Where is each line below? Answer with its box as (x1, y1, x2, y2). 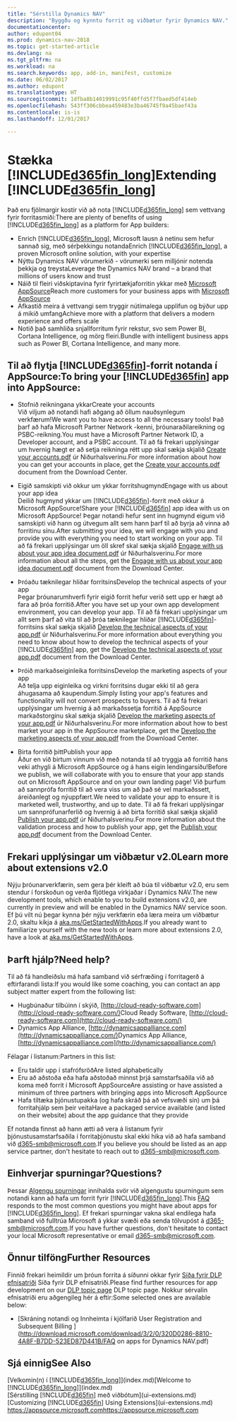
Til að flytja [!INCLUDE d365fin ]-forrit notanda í (7, 359, 217, 371)
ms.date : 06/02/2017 (7, 76, 68, 83)
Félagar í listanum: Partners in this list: (7, 1052, 116, 1060)
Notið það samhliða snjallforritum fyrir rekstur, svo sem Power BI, (17, 324, 207, 333)
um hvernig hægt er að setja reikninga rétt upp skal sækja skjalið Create (17, 446, 226, 454)
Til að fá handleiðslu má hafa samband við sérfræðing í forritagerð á (7, 973, 205, 980)
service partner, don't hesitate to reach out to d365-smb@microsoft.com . (7, 1147, 221, 1155)
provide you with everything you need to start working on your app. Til (17, 534, 223, 542)
